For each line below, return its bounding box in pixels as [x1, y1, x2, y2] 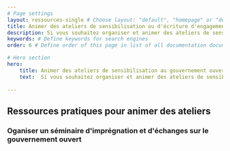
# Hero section [7, 54, 51, 62]
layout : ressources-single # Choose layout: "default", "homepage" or [7, 16, 213, 23]
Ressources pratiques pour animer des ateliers [7, 105, 211, 117]
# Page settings [7, 10, 53, 17]
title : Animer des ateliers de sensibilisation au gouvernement [19, 67, 207, 74]
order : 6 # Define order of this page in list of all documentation [7, 42, 207, 49]
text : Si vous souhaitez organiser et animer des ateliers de [19, 73, 204, 80]
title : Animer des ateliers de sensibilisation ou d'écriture [7, 23, 188, 30]
